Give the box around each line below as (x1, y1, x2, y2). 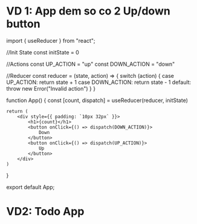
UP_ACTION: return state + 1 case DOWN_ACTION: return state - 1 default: (6, 78, 192, 86)
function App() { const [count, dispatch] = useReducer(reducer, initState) (6, 97, 189, 104)
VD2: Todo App (6, 205, 85, 219)
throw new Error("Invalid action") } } (6, 85, 95, 92)
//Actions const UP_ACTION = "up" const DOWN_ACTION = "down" (6, 60, 175, 68)
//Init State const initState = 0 (6, 48, 80, 56)
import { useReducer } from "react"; (6, 37, 95, 44)
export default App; (6, 183, 55, 191)
